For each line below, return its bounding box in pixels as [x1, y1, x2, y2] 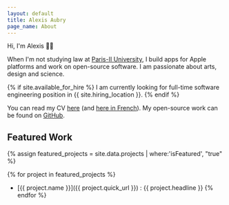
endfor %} [17, 191, 47, 199]
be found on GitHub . [7, 111, 66, 119]
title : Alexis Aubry [7, 17, 67, 23]
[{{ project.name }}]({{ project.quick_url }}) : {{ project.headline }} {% [17, 184, 214, 192]
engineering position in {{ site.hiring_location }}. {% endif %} [7, 90, 180, 99]
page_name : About [7, 23, 57, 30]
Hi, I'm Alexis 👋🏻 [7, 42, 54, 50]
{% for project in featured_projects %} [7, 170, 116, 179]
